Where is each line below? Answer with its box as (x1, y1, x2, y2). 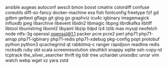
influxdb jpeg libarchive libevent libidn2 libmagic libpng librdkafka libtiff (5, 20, 152, 26)
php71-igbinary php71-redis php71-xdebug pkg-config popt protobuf (18, 36, 160, 42)
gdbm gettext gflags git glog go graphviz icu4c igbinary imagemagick (5, 15, 149, 20)
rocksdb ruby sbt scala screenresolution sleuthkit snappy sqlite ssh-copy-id (5, 47, 162, 52)
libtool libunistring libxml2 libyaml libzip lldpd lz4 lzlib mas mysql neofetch (5, 25, 157, 31)
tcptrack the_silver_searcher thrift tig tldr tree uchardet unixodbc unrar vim (5, 52, 159, 58)
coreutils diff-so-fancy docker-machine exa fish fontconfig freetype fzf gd (5, 9, 159, 15)
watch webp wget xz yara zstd (5, 57, 69, 63)
